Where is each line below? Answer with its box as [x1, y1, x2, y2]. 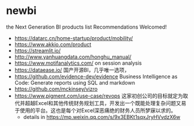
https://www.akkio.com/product [14, 41, 92, 48]
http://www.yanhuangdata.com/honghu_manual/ [14, 53, 131, 60]
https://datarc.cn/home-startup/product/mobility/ [14, 34, 133, 41]
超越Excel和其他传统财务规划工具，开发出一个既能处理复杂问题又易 [25, 99, 187, 106]
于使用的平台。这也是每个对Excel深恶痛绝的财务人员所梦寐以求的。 [14, 107, 176, 114]
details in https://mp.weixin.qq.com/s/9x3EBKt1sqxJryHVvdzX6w [23, 113, 181, 120]
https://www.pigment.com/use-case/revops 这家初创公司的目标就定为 [14, 92, 183, 99]
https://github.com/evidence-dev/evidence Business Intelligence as [14, 73, 178, 80]
